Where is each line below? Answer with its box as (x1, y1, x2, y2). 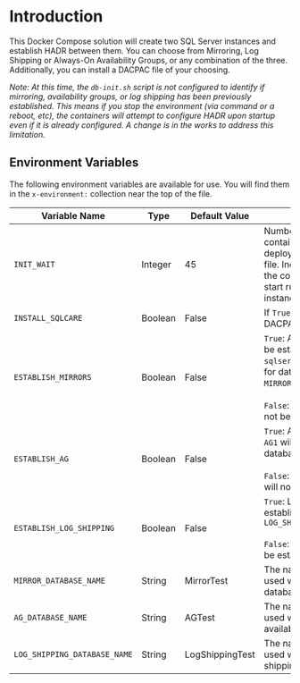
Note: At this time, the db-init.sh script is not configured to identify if (9, 81, 265, 92)
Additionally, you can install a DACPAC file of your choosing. (9, 64, 230, 75)
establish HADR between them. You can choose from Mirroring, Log (9, 45, 259, 55)
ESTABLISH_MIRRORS (13, 372, 92, 382)
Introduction (9, 6, 104, 27)
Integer (141, 257, 172, 270)
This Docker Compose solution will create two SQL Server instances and (9, 36, 277, 46)
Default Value (190, 209, 250, 222)
